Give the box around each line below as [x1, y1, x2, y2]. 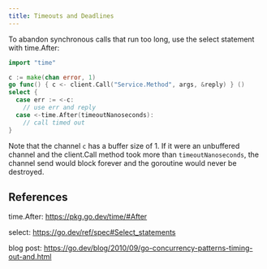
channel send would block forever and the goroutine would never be [8, 158, 237, 167]
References [8, 190, 68, 204]
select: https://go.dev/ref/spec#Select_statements [8, 228, 176, 237]
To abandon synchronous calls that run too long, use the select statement [8, 34, 255, 44]
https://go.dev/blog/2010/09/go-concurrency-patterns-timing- [43, 243, 253, 253]
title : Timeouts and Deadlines [8, 11, 114, 20]
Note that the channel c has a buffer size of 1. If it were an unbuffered [8, 141, 240, 150]
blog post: [8, 243, 42, 253]
